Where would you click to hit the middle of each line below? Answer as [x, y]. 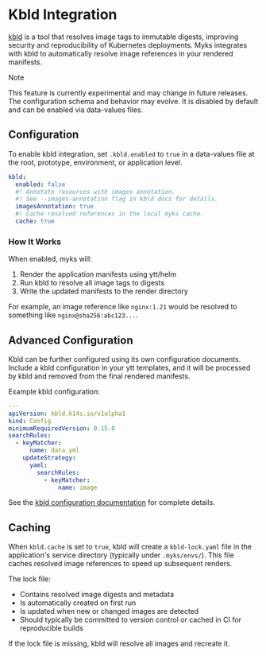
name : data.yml [54, 451]
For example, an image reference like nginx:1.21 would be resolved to [123, 307]
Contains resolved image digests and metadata [97, 595]
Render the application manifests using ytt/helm [98, 274]
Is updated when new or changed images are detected [109, 611]
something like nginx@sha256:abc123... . [73, 315]
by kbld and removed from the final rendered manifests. [99, 376]
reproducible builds [51, 628]
